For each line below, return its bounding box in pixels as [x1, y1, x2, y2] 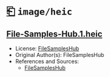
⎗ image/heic [6, 4, 73, 18]
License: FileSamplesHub [15, 45, 79, 52]
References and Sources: [15, 58, 79, 65]
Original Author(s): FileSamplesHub [15, 52, 105, 58]
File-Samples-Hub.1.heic [6, 28, 103, 39]
